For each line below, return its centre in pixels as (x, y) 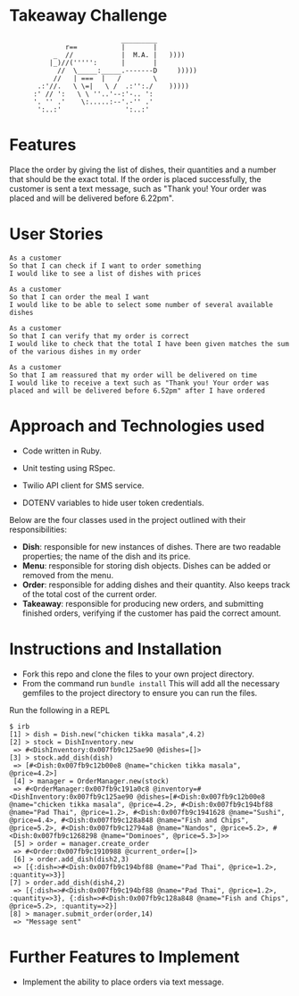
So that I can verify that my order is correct (100, 336)
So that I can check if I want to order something (105, 266)
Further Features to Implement (125, 957)
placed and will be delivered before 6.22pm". (91, 198)
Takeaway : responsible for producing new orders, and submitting (143, 603)
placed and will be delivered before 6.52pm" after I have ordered (137, 390)
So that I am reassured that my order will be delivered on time (133, 375)
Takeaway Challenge (88, 16)
